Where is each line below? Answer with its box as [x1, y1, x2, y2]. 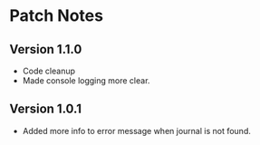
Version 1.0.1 [9, 101, 82, 117]
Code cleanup [22, 65, 75, 76]
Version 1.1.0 [9, 42, 82, 57]
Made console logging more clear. [22, 75, 150, 86]
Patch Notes [9, 5, 104, 26]
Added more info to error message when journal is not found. [22, 125, 251, 136]
